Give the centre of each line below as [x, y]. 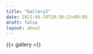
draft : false [22, 22]
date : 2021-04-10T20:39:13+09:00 [47, 17]
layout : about [23, 28]
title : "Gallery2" [28, 11]
